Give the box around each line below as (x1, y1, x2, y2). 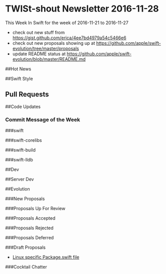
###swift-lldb (5, 157, 34, 163)
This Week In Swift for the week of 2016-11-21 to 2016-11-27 (5, 20, 129, 26)
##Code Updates (5, 104, 41, 110)
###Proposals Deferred (5, 235, 54, 241)
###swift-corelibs (5, 137, 42, 143)
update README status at (12, 51, 66, 57)
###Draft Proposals (5, 244, 46, 250)
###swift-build (5, 147, 36, 153)
